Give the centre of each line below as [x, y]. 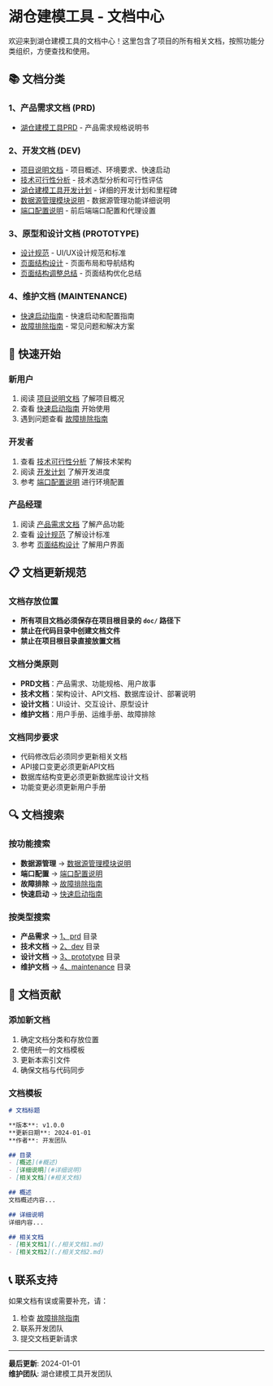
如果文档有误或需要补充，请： [58, 1300]
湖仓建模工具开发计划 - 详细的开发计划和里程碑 [99, 190]
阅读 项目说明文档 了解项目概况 [72, 398]
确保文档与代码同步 [52, 1070]
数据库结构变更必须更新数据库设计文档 [84, 777]
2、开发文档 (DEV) [45, 150]
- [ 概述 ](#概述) [33, 1163]
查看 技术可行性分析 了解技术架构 [76, 461]
